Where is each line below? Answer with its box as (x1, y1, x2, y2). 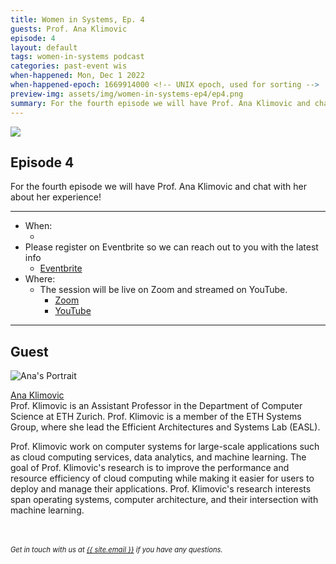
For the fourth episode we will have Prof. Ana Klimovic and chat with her (10, 181, 307, 193)
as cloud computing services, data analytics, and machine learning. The (10, 451, 307, 463)
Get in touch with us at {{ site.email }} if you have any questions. (10, 545, 223, 555)
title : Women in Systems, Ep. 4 (10, 14, 145, 25)
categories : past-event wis (10, 61, 128, 71)
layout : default (10, 42, 78, 53)
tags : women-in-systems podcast (10, 52, 145, 62)
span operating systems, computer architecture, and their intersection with (10, 494, 319, 506)
